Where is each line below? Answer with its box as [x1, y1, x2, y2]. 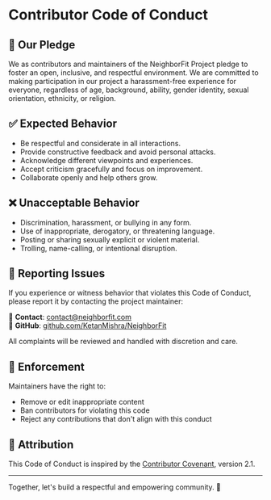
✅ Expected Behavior [8, 117, 118, 131]
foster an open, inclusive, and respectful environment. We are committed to [8, 68, 260, 78]
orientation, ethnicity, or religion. [8, 94, 117, 103]
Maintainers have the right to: [8, 381, 106, 391]
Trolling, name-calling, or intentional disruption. [19, 243, 177, 253]
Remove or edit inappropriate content [19, 397, 145, 407]
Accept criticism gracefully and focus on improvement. [19, 164, 203, 174]
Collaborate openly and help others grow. [19, 172, 158, 183]
